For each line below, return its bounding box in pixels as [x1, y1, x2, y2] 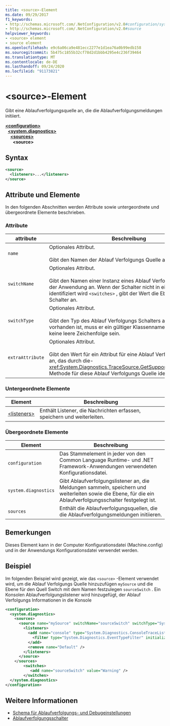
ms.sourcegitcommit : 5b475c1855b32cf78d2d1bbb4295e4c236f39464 [5, 50, 142, 55]
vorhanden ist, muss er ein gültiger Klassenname [49, 323, 165, 331]
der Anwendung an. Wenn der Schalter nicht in [49, 284, 160, 291]
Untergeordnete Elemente [5, 385, 70, 392]
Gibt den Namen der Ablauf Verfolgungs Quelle [49, 256, 161, 263]
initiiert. [5, 113, 21, 119]
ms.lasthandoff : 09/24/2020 [5, 64, 65, 69]
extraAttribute [8, 355, 45, 360]
